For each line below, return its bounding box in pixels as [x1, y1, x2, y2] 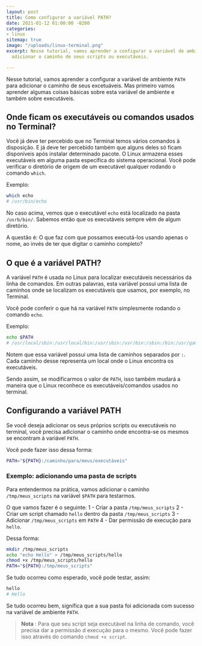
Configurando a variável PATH [6, 406, 121, 416]
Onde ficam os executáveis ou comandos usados [6, 112, 194, 122]
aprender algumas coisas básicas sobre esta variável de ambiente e [6, 88, 175, 95]
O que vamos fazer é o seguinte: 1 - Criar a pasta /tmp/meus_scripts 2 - [6, 504, 183, 511]
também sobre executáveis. [6, 95, 75, 102]
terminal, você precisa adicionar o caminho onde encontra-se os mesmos [6, 428, 189, 435]
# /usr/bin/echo [6, 198, 47, 205]
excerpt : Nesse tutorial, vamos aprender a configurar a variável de [6, 48, 185, 54]
